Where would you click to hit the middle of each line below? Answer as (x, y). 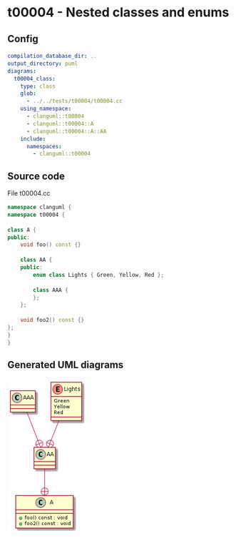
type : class (38, 86)
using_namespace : (46, 109)
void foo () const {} (51, 245)
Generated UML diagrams (66, 365)
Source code (36, 176)
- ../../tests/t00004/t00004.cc (74, 101)
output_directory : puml (43, 64)
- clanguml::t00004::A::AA (66, 131)
